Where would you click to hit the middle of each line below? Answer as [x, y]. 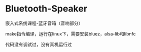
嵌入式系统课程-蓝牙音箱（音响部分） [44, 23]
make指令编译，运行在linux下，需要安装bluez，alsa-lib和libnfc [70, 33]
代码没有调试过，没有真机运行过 [39, 44]
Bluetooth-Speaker [46, 9]
